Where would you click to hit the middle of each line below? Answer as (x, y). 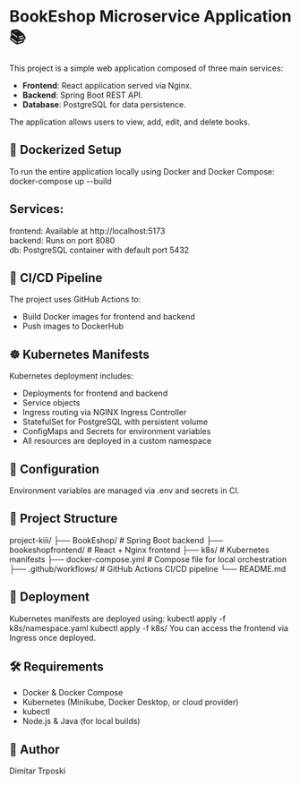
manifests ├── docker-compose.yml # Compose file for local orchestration (148, 559)
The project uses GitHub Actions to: (75, 299)
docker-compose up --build (60, 181)
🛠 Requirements (57, 667)
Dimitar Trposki (38, 771)
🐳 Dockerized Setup (66, 150)
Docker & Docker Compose (73, 693)
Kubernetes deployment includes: (72, 376)
